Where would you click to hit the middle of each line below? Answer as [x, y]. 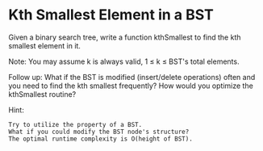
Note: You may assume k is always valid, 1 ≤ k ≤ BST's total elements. [124, 61]
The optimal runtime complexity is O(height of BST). [101, 139]
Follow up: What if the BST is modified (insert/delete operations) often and [132, 77]
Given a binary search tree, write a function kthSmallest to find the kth [125, 37]
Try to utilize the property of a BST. [75, 124]
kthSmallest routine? [42, 94]
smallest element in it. [44, 45]
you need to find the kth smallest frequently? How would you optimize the [131, 86]
